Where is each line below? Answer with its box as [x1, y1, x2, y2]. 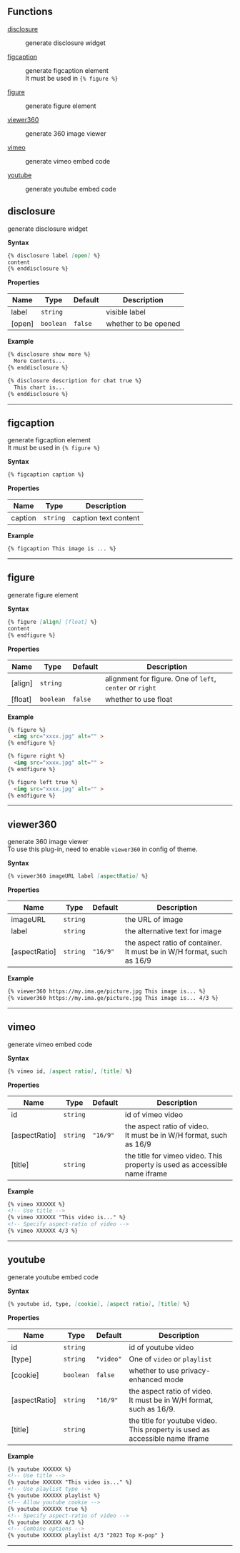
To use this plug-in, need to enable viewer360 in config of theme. [7, 845, 198, 853]
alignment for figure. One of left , [104, 673, 216, 683]
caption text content [72, 513, 140, 523]
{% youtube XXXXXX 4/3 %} [7, 1519, 84, 1526]
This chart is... [14, 384, 66, 391]
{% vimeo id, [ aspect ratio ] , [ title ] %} [7, 1068, 133, 1075]
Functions [7, 6, 54, 18]
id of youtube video [128, 1342, 194, 1352]
